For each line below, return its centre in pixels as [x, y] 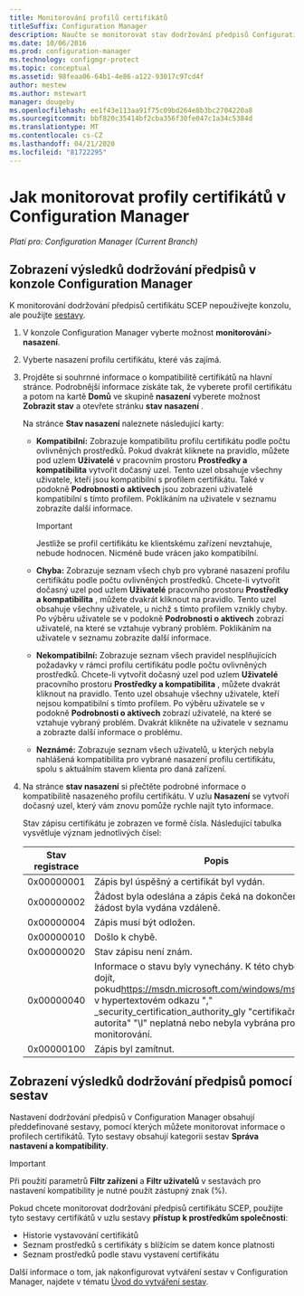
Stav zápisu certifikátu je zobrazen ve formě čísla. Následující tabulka [152, 823]
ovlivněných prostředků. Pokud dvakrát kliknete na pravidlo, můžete [162, 451]
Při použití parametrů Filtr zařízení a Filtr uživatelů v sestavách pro [135, 1181]
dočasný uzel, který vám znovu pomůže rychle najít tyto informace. [148, 806]
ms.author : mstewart [48, 93]
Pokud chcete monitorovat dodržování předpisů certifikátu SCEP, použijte [146, 1208]
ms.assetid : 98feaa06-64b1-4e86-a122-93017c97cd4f [107, 77]
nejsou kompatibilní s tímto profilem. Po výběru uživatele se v [150, 704]
